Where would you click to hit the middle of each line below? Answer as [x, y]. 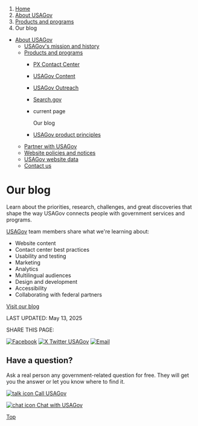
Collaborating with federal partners [59, 294]
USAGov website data [51, 159]
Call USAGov [51, 393]
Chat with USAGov [60, 405]
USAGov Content [54, 76]
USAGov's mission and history [62, 46]
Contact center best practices [52, 249]
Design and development [46, 281]
